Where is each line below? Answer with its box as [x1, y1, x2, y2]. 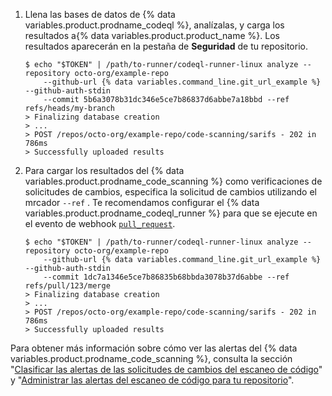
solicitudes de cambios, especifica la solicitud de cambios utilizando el [24, 186, 317, 198]
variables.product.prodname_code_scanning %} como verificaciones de [24, 175, 323, 187]
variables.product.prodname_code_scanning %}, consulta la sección [10, 353, 293, 364]
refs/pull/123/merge [24, 281, 111, 291]
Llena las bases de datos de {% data [24, 9, 176, 20]
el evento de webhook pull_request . [24, 218, 176, 229]
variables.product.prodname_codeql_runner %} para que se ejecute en [24, 207, 318, 219]
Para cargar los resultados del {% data [24, 165, 185, 176]
